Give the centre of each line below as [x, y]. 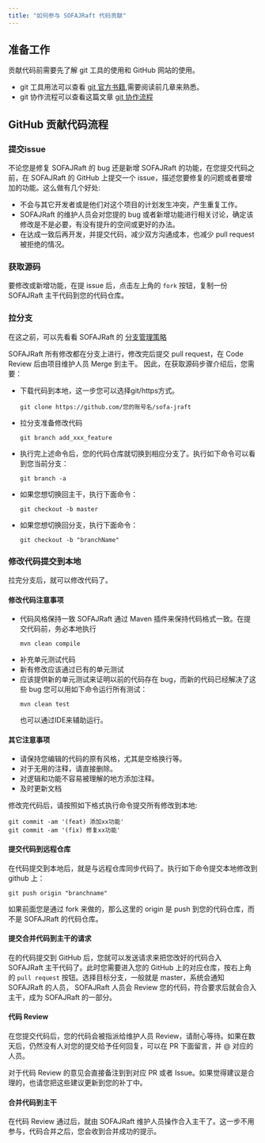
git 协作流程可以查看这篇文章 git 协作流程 [86, 97]
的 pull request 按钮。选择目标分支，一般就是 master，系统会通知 [117, 977]
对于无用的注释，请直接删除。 [68, 769]
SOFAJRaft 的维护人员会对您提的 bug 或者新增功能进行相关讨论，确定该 [136, 214]
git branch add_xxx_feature [66, 437]
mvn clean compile [50, 644]
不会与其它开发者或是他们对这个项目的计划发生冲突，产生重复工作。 [131, 205]
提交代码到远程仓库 [40, 849]
